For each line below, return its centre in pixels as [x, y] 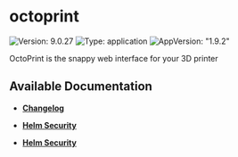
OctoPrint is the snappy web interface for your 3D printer [114, 58]
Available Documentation [81, 87]
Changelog [43, 108]
